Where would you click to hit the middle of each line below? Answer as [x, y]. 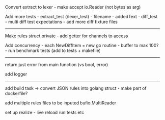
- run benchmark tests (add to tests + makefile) [53, 50]
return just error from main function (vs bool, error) [56, 65]
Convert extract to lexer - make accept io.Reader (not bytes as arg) [73, 7]
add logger [16, 74]
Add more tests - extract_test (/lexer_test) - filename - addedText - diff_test [82, 16]
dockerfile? [16, 93]
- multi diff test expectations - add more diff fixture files [61, 22]
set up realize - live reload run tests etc [45, 112]
